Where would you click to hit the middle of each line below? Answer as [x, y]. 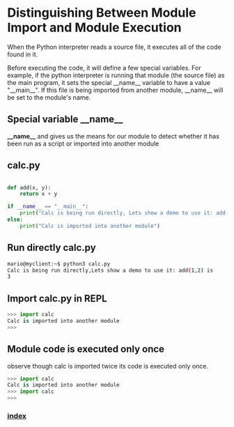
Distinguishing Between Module [102, 13]
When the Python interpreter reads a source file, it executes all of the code [114, 47]
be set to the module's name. [49, 97]
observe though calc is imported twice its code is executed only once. [108, 366]
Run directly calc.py [52, 248]
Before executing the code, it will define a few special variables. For [104, 68]
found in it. [23, 54]
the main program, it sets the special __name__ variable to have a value [109, 82]
